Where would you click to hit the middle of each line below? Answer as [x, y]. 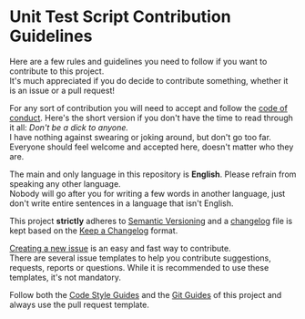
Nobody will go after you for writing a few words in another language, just [147, 193]
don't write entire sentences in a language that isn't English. [122, 203]
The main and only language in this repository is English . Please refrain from [153, 174]
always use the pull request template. [80, 304]
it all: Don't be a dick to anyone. [69, 127]
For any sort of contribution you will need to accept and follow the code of [149, 108]
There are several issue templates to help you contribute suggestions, [140, 258]
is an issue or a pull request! [62, 90]
